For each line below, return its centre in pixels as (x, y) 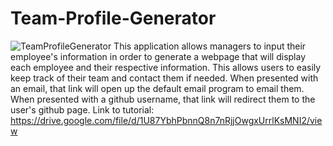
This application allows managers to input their (210, 46)
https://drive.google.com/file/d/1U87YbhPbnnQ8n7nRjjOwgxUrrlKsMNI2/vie (166, 120)
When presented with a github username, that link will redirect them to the (163, 99)
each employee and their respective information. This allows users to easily (166, 67)
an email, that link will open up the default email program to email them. (157, 88)
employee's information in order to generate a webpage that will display (158, 56)
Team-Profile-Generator (113, 18)
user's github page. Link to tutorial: (82, 109)
